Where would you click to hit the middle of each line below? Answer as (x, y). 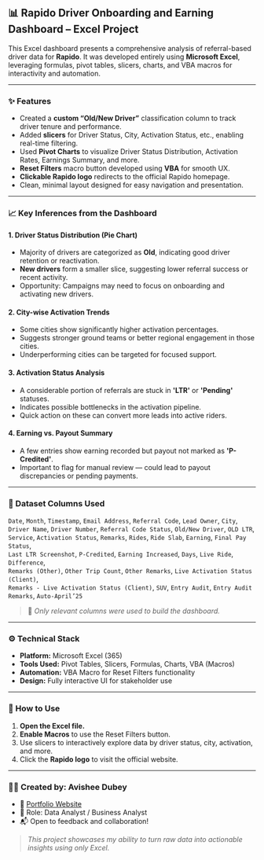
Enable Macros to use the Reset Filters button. (95, 734)
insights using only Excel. (68, 848)
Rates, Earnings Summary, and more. (79, 160)
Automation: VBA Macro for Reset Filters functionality (107, 673)
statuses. (34, 399)
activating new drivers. (57, 294)
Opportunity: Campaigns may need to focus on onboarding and (122, 286)
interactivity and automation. (54, 73)
